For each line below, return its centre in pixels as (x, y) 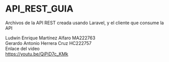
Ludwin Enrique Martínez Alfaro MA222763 (50, 38)
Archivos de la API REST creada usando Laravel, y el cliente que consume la (85, 23)
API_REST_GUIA (39, 9)
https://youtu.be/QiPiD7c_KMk (37, 54)
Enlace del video (23, 48)
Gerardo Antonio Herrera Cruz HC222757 (49, 43)
